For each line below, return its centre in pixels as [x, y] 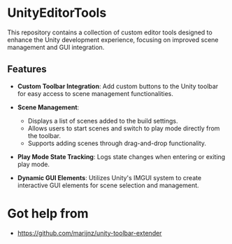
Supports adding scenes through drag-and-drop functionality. [117, 143]
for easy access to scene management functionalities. [95, 93]
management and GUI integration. [56, 47]
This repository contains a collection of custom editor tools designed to [110, 32]
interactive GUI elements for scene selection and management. [108, 185]
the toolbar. [44, 135]
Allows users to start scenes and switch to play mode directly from [124, 128]
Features [27, 69]
